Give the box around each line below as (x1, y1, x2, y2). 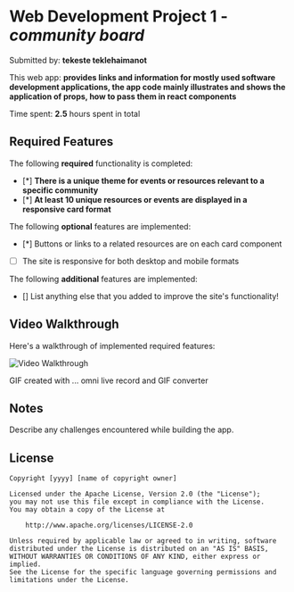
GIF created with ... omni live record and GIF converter (9, 375, 208, 386)
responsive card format (21, 204, 111, 214)
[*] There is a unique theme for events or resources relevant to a (21, 175, 265, 186)
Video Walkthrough (9, 317, 119, 332)
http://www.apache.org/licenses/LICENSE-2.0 (25, 521, 193, 530)
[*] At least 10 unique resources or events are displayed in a (21, 194, 248, 204)
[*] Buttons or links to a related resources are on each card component (21, 238, 282, 249)
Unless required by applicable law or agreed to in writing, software (9, 537, 277, 546)
